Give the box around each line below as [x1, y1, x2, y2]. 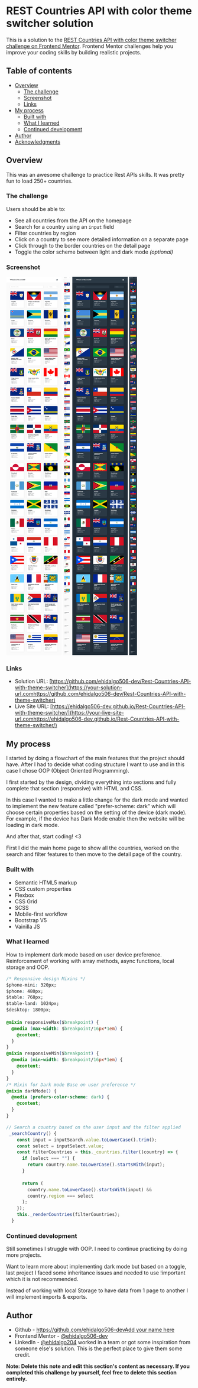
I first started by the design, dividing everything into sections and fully [6, 779, 177, 786]
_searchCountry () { [8, 1130, 57, 1136]
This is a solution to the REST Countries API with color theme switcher [6, 36, 177, 43]
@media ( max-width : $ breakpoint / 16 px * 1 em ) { [11, 1026, 123, 1032]
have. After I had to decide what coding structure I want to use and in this [6, 761, 185, 768]
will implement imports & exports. [6, 1293, 87, 1301]
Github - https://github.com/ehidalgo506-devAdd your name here [14, 1326, 175, 1334]
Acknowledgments [14, 138, 61, 145]
